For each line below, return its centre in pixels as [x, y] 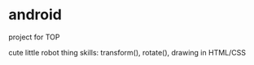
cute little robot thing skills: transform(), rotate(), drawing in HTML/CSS [127, 52]
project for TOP [34, 37]
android [35, 15]
